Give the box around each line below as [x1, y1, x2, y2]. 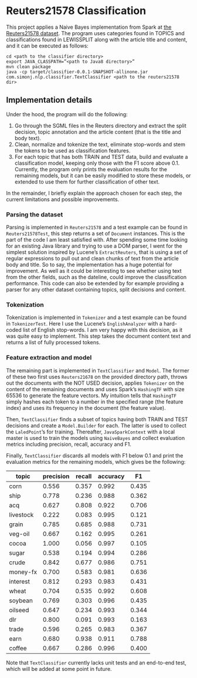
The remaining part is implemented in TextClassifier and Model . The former [6, 367, 189, 374]
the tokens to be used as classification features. [14, 147, 131, 154]
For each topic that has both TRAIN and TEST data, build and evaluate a [14, 153, 188, 160]
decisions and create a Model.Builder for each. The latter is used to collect [6, 422, 186, 429]
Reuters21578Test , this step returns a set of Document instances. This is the [6, 230, 185, 237]
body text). [14, 134, 42, 141]
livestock [9, 510, 34, 518]
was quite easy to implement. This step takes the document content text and [6, 333, 191, 340]
